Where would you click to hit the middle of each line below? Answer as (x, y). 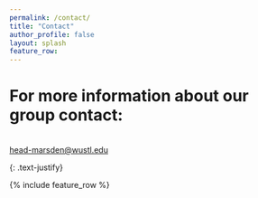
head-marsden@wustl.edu (59, 150)
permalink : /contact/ (50, 18)
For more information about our (129, 96)
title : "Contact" (42, 26)
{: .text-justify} (36, 167)
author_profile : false (52, 34)
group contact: (66, 115)
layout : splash (38, 43)
